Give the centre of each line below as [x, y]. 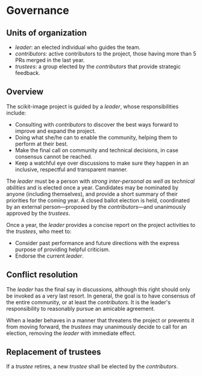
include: [16, 113]
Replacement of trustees [54, 352]
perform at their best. [41, 144]
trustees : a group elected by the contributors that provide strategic [98, 66]
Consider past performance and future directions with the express [97, 243]
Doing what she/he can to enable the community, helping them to [96, 137]
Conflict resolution [42, 275]
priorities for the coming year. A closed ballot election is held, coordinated [98, 200]
